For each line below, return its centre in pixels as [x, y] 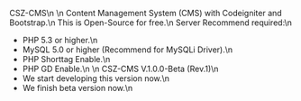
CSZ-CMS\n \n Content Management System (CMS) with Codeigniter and [146, 13]
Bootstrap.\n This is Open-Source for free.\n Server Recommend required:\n [151, 23]
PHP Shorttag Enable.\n [66, 59]
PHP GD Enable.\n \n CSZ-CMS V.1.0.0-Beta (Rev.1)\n [120, 69]
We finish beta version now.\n [78, 88]
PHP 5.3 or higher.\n [60, 40]
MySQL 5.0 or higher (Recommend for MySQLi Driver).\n [128, 50]
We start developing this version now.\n [96, 78]
